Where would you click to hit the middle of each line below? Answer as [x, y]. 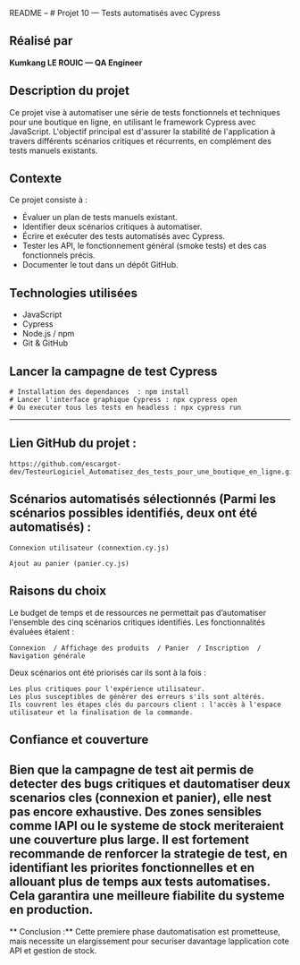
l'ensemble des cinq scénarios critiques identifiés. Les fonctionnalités [137, 622]
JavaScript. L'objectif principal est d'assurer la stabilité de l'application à [142, 131]
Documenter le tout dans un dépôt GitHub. [100, 265]
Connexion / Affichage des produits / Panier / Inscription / [135, 648]
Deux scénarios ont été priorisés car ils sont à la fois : [108, 672]
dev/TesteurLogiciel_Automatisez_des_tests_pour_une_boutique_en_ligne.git [153, 472]
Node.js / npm [48, 334]
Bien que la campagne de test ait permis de [132, 770]
